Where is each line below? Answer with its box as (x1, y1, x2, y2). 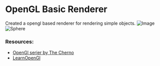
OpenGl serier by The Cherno (12, 49, 74, 56)
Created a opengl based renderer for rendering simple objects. (5, 20, 136, 26)
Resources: (5, 38, 34, 45)
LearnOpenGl (12, 55, 41, 61)
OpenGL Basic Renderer (5, 4, 108, 15)
